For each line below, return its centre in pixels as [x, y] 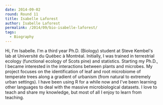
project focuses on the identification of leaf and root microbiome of [73, 71]
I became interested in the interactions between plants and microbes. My [79, 66]
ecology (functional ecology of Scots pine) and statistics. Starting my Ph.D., [81, 61]
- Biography [22, 37]
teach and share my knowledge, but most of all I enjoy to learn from [73, 92]
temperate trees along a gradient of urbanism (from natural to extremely [78, 77]
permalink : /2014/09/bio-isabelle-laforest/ [51, 28]
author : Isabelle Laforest [33, 23]
